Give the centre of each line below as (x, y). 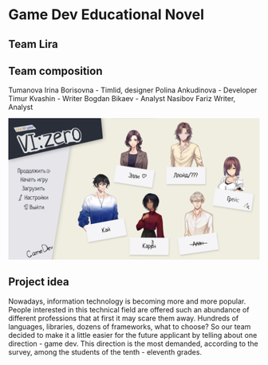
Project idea (39, 282)
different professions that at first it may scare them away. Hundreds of (124, 318)
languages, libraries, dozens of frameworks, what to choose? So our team (130, 326)
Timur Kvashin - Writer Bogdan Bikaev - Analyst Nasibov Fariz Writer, (122, 99)
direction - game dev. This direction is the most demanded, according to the (133, 343)
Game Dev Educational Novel (106, 15)
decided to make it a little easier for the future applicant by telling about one (133, 335)
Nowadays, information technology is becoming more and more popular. (127, 301)
